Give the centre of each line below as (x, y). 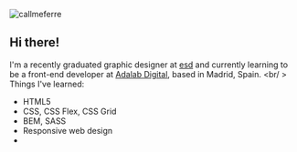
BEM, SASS (44, 121)
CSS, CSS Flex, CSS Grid (69, 111)
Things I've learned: (47, 84)
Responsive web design (68, 130)
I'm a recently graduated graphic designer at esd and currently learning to (149, 65)
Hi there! (35, 42)
